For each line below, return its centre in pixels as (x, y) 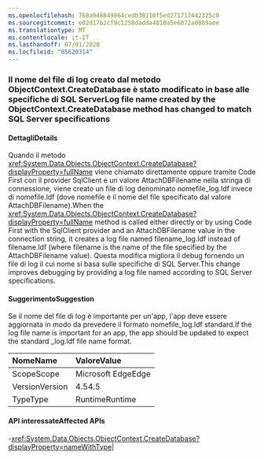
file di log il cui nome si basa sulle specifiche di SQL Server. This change (125, 264)
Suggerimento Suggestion (51, 298)
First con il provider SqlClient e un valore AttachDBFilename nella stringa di (130, 180)
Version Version (40, 387)
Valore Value (99, 361)
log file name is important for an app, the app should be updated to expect (128, 333)
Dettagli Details (33, 138)
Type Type (30, 400)
